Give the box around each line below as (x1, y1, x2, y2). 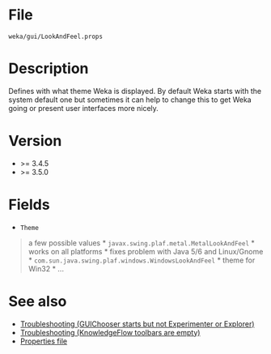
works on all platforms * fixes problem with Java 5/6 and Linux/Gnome (28, 246, 264, 256)
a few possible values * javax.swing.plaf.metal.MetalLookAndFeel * (28, 237, 255, 248)
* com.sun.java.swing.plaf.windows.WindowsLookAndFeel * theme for (28, 255, 256, 265)
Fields (8, 196, 50, 214)
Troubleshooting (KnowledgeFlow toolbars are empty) (19, 327, 201, 337)
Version (8, 132, 62, 151)
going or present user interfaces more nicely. (8, 103, 159, 113)
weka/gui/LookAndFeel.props (8, 32, 104, 41)
